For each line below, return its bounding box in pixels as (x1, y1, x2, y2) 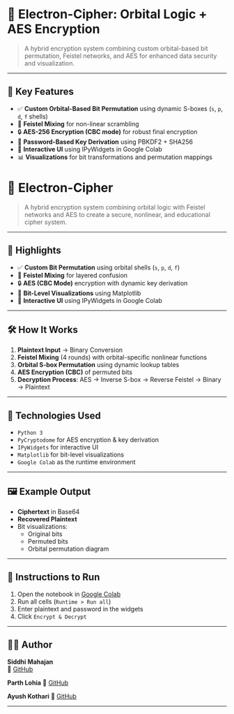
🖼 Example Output (7, 485, 91, 498)
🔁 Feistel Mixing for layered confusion (17, 271, 127, 279)
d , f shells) (17, 112, 49, 121)
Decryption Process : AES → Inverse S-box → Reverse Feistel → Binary (17, 375, 221, 384)
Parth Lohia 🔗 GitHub (7, 678, 69, 687)
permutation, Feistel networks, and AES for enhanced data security (24, 52, 217, 60)
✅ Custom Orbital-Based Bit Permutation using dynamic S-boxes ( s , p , (17, 104, 223, 112)
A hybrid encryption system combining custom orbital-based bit (24, 44, 208, 52)
